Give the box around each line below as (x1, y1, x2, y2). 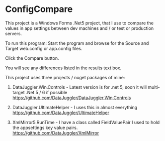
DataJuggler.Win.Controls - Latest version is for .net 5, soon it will (12, 84, 147, 90)
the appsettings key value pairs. (12, 125, 78, 131)
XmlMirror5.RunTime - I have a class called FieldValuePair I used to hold (12, 119, 160, 125)
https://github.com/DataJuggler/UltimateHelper (12, 110, 109, 116)
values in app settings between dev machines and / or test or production (5, 25, 154, 31)
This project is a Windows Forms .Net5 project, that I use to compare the (5, 20, 154, 26)
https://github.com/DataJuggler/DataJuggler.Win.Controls (12, 95, 131, 101)
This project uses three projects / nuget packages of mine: (5, 74, 125, 80)
